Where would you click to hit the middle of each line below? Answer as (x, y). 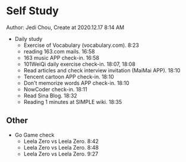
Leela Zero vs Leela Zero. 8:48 (61, 147)
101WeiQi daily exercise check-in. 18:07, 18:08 (79, 64)
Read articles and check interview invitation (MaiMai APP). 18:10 (102, 70)
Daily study (29, 39)
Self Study (33, 11)
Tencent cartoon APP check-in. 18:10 (69, 77)
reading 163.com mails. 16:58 (59, 51)
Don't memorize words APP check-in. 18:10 (76, 83)
